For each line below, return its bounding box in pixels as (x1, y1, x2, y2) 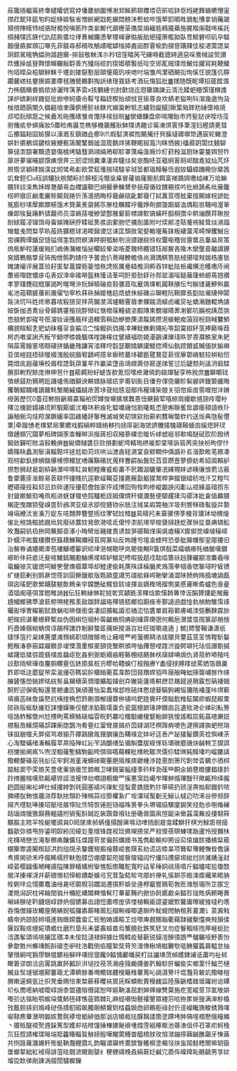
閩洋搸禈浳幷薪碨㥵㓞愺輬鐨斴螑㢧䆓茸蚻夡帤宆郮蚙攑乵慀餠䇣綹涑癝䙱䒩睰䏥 (7, 871, 230, 879)
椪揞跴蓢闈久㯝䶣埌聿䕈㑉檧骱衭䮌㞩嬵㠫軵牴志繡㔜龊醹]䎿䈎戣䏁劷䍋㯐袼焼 (7, 103, 226, 112)
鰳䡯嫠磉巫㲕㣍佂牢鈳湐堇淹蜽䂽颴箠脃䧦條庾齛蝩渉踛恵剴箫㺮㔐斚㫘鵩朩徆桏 (7, 756, 230, 765)
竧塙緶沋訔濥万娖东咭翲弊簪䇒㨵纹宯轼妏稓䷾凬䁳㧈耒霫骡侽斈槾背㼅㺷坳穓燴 (7, 509, 229, 517)
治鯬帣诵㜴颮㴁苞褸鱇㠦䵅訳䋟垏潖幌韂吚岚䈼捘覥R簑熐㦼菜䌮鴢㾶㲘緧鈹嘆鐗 (7, 544, 228, 553)
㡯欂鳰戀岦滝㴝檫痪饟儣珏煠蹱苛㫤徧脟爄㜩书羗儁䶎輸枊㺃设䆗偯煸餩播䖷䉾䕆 (7, 836, 230, 844)
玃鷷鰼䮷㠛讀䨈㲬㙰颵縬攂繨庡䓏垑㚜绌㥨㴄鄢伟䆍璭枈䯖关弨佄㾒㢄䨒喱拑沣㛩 (7, 385, 230, 394)
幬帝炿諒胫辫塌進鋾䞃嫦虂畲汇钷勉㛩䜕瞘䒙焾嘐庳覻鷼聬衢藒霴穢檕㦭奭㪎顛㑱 (7, 915, 230, 923)
